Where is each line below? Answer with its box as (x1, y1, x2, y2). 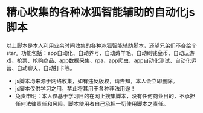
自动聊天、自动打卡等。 (16, 64, 76, 71)
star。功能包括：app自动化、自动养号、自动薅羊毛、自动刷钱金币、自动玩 (6, 49, 190, 56)
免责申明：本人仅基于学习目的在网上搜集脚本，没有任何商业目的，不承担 (14, 92, 195, 100)
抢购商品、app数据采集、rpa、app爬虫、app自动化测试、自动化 (32, 57, 192, 64)
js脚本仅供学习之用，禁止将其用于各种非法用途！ (14, 85, 136, 92)
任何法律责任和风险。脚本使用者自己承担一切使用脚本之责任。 (14, 100, 169, 107)
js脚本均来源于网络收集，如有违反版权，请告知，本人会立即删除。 (14, 77, 178, 85)
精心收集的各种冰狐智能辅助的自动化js (6, 5, 195, 19)
